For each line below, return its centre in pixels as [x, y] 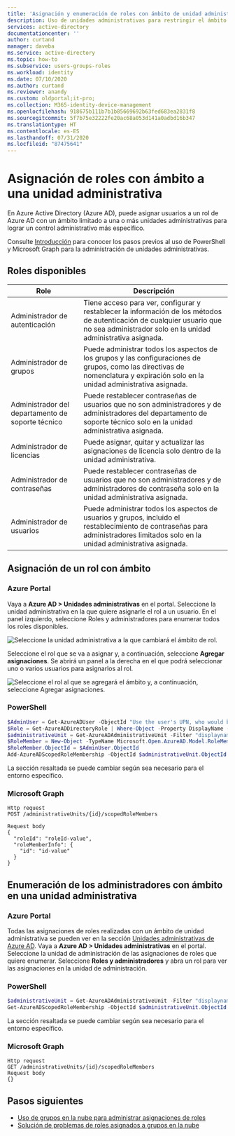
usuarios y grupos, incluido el [132, 518]
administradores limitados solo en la [142, 535]
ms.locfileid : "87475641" [45, 144]
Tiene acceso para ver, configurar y [142, 302]
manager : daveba [31, 46]
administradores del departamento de [145, 413]
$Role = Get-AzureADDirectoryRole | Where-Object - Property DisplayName [115, 729]
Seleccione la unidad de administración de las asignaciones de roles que [112, 954]
